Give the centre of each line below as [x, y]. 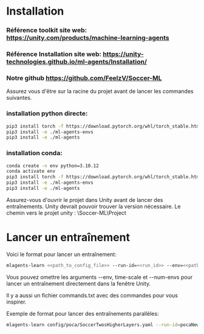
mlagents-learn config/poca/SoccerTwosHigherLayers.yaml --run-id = [93, 325]
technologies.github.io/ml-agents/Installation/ [77, 62]
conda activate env [31, 172]
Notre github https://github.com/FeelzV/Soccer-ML [84, 78]
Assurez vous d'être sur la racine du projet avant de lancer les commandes [100, 91]
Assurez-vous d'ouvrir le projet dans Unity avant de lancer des [85, 200]
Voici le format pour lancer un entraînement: [61, 254]
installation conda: [34, 153]
